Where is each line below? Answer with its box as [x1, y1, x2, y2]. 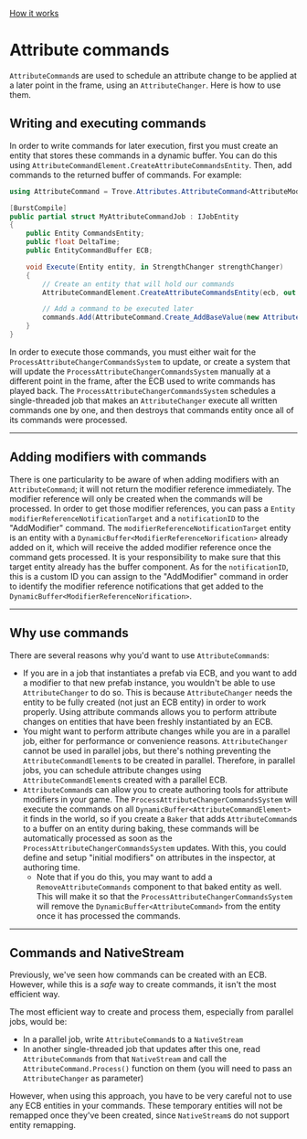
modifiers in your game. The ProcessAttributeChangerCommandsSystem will [22, 793, 298, 804]
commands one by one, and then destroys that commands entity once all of [9, 404, 294, 415]
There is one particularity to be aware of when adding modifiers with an [9, 474, 280, 484]
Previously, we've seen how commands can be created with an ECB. [9, 969, 268, 981]
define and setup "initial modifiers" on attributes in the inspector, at [22, 852, 276, 863]
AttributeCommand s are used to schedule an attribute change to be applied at [9, 69, 297, 80]
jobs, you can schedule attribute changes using [22, 764, 202, 775]
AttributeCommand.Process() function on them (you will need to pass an [22, 1063, 292, 1074]
